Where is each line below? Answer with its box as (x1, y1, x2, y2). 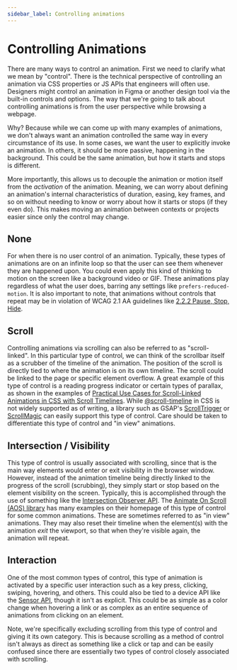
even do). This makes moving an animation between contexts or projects (7, 205, 219, 213)
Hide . (7, 304, 23, 313)
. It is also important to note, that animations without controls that (25, 289, 216, 298)
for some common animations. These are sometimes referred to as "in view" (7, 511, 230, 520)
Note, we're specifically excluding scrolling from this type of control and (7, 625, 218, 633)
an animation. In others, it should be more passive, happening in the (7, 146, 205, 155)
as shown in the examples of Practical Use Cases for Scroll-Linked (7, 389, 202, 398)
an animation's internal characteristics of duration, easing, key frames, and (7, 189, 226, 199)
